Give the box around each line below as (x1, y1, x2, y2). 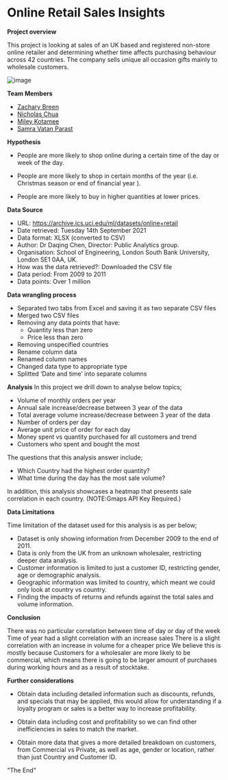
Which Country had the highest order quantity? (16, 466, 150, 474)
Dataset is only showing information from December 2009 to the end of (16, 534, 219, 542)
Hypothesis (7, 137, 41, 146)
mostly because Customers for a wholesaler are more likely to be (7, 648, 190, 656)
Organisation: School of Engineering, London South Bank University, (16, 248, 210, 256)
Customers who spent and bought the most (16, 439, 140, 448)
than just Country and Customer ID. (16, 753, 117, 761)
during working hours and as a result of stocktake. (7, 663, 149, 671)
